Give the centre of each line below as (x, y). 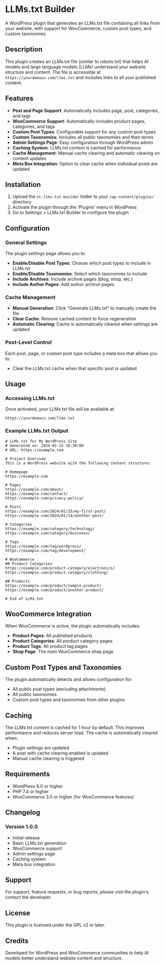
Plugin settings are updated (41, 748)
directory (22, 202)
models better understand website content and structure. (64, 958)
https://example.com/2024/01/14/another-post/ (54, 515)
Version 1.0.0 (21, 827)
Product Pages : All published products (52, 635)
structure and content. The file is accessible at (53, 72)
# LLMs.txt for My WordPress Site (41, 441)
